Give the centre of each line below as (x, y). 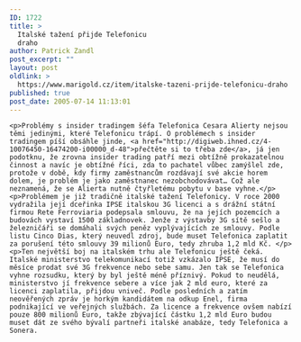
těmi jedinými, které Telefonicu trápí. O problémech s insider (132, 134)
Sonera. (24, 331)
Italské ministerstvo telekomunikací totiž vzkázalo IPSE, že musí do (145, 260)
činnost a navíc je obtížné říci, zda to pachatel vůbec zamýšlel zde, (146, 166)
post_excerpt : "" (42, 59)
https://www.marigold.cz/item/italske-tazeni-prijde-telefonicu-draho (153, 85)
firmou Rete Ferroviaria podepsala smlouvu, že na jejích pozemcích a (145, 212)
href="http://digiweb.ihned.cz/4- (207, 142)
